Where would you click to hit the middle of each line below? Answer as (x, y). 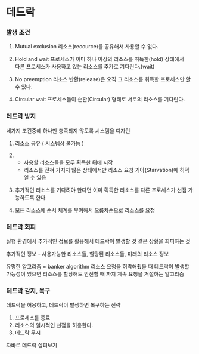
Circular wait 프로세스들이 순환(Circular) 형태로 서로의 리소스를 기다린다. (100, 100)
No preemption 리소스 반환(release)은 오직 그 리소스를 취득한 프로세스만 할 (103, 79)
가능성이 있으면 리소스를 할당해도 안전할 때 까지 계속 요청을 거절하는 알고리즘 (95, 274)
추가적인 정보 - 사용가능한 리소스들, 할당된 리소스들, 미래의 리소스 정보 (88, 254)
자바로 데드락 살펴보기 (32, 345)
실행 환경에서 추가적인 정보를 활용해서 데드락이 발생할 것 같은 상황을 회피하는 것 (98, 241)
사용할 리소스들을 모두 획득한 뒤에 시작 (68, 162)
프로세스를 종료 (32, 318)
